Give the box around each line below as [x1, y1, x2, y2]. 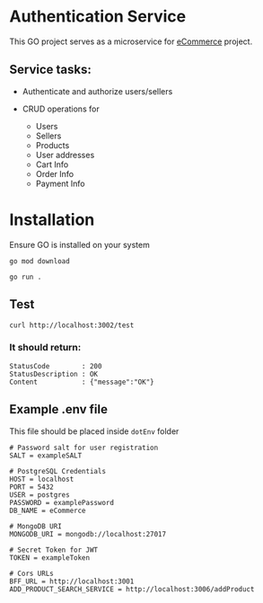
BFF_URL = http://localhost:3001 [9, 577, 135, 586]
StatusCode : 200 [9, 361, 102, 370]
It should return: [9, 341, 82, 354]
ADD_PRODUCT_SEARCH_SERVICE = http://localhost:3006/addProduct [9, 584, 255, 594]
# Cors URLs [9, 569, 54, 578]
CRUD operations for [22, 103, 101, 114]
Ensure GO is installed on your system [9, 239, 150, 250]
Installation [9, 209, 95, 230]
